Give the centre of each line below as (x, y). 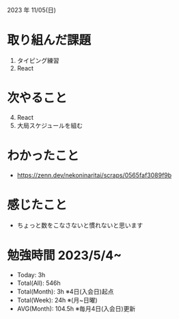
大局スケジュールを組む (50, 125)
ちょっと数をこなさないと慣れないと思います (80, 225)
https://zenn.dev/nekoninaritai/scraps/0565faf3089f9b (94, 175)
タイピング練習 (38, 60)
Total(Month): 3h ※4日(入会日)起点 (65, 291)
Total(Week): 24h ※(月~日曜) (57, 300)
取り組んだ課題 (49, 40)
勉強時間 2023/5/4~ (64, 255)
